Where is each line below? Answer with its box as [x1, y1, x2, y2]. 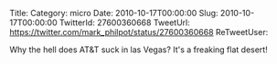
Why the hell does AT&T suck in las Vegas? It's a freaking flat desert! [9, 44, 268, 55]
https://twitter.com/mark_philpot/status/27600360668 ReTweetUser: [9, 27, 269, 37]
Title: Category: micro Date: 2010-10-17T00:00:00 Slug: [9, 8, 218, 18]
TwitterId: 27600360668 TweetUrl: [59, 17, 190, 28]
